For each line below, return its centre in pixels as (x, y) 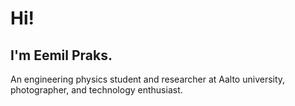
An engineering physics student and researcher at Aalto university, (148, 79)
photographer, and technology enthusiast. (96, 90)
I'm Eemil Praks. (61, 55)
